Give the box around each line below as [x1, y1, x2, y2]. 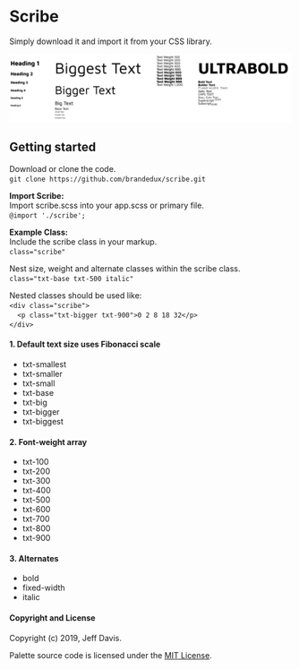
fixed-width [21, 582, 65, 593]
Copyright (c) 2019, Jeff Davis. [9, 632, 123, 643]
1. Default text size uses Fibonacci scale [9, 339, 161, 350]
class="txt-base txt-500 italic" [9, 274, 134, 283]
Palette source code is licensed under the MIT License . [9, 649, 212, 660]
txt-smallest [21, 359, 67, 370]
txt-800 [21, 523, 51, 534]
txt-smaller [21, 369, 63, 380]
